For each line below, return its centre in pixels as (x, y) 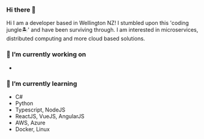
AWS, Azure (30, 123)
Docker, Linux (32, 129)
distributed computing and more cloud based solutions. (76, 38)
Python (24, 103)
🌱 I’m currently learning (42, 84)
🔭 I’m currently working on (46, 54)
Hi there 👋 (21, 10)
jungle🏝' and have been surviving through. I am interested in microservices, (102, 30)
